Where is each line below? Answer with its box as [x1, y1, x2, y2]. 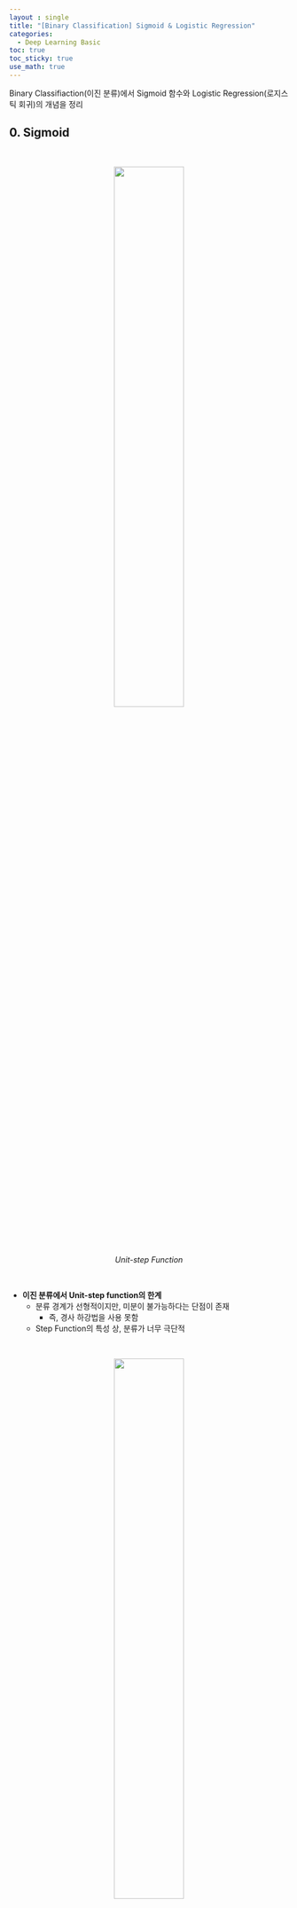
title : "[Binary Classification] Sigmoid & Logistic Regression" [9, 21, 255, 30]
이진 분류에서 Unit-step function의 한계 [21, 1289, 162, 1300]
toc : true [9, 46, 46, 55]
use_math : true [9, 63, 66, 72]
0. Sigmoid [9, 125, 70, 140]
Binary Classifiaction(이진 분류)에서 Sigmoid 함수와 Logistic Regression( [9, 88, 268, 98]
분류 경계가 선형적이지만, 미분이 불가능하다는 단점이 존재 [35, 1301, 231, 1311]
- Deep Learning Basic [17, 37, 101, 47]
